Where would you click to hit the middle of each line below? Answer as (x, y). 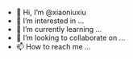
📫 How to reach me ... (53, 47)
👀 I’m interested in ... (50, 21)
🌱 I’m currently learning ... (59, 29)
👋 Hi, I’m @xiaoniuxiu (51, 12)
